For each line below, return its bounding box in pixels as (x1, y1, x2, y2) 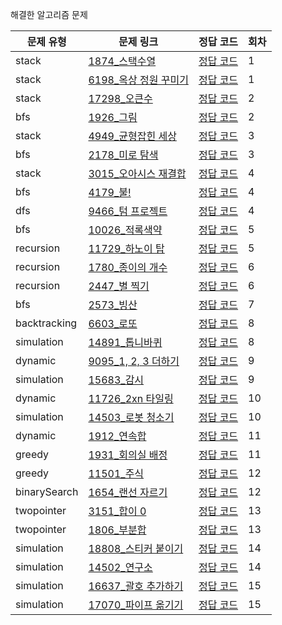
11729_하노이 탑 (88, 242, 165, 255)
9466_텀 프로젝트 (88, 204, 168, 218)
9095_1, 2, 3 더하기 (88, 354, 180, 368)
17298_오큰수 (88, 92, 153, 105)
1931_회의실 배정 (88, 448, 168, 462)
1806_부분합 (88, 523, 147, 537)
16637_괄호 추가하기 (88, 579, 184, 593)
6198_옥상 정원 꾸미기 (88, 73, 189, 87)
